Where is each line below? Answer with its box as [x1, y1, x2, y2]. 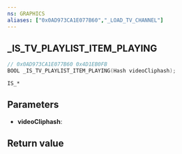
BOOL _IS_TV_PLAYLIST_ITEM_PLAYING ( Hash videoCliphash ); [7, 68, 176, 75]
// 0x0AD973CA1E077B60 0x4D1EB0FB [7, 61, 108, 68]
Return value [7, 137, 64, 150]
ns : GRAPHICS [7, 10, 45, 17]
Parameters [7, 99, 59, 111]
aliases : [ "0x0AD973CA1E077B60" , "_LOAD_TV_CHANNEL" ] [7, 17, 164, 24]
